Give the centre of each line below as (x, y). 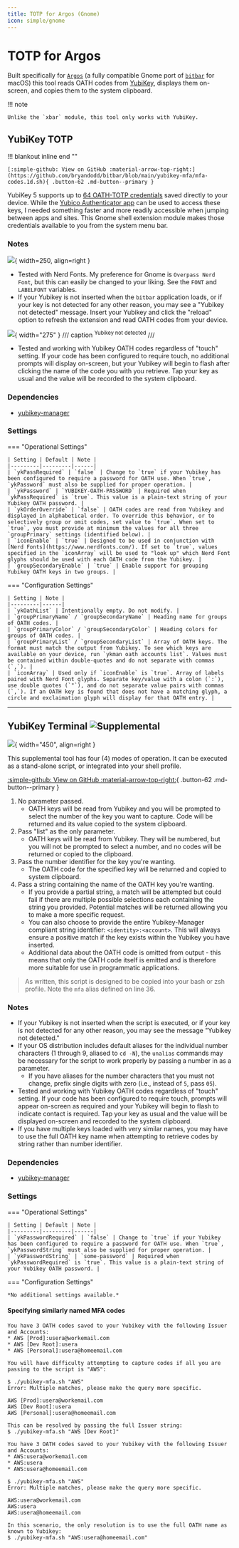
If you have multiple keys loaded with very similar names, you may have (123, 1128)
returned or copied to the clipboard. (81, 854)
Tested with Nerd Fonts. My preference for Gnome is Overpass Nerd (116, 274)
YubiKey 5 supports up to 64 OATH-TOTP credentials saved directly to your (118, 195)
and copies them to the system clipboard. (92, 90)
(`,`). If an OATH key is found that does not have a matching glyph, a (117, 692)
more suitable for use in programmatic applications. (104, 967)
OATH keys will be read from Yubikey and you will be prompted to (124, 809)
